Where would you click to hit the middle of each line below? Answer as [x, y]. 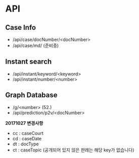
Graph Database [31, 95]
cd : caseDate [27, 138]
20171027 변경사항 [24, 123]
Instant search [29, 62]
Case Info [21, 28]
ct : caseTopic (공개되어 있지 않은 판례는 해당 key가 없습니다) [73, 150]
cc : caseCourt [28, 133]
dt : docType [26, 144]
